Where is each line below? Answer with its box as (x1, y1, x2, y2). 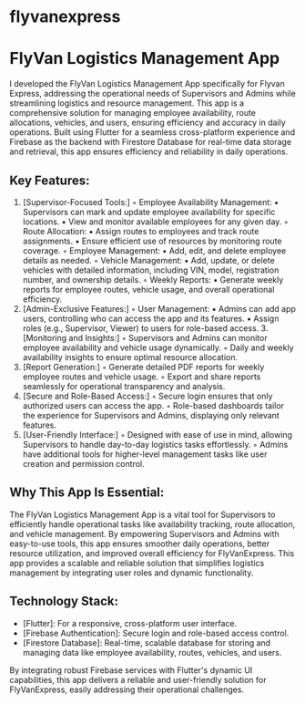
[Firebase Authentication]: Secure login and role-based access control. (22, 627, 290, 638)
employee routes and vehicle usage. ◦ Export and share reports (22, 371, 261, 382)
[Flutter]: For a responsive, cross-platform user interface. (22, 617, 238, 628)
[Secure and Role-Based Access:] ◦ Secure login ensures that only (22, 390, 273, 401)
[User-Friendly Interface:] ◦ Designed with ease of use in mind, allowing (22, 429, 293, 440)
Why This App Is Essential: (9, 485, 165, 501)
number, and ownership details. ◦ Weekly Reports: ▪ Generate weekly (22, 274, 284, 285)
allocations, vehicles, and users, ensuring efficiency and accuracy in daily (9, 117, 287, 129)
